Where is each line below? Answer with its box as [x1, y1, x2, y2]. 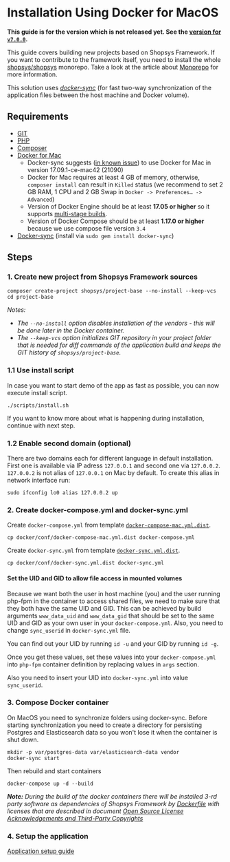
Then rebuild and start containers [7, 766, 102, 775]
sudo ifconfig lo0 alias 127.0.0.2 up [7, 490, 118, 496]
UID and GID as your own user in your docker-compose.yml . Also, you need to [7, 618, 224, 627]
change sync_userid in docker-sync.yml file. [7, 626, 130, 634]
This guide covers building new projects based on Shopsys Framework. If [7, 48, 215, 56]
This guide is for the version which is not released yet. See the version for [7, 28, 222, 36]
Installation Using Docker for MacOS [7, 5, 219, 21]
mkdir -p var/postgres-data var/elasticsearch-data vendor [7, 748, 180, 755]
